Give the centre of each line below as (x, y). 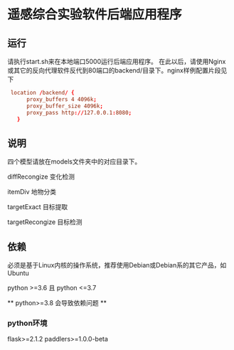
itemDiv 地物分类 (32, 192)
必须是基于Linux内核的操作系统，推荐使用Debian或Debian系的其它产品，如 (117, 265)
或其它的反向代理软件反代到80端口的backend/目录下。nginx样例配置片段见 (117, 70)
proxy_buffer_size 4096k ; (64, 106)
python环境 (27, 323)
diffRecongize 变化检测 (41, 177)
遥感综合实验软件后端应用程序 (95, 15)
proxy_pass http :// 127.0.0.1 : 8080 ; (79, 112)
